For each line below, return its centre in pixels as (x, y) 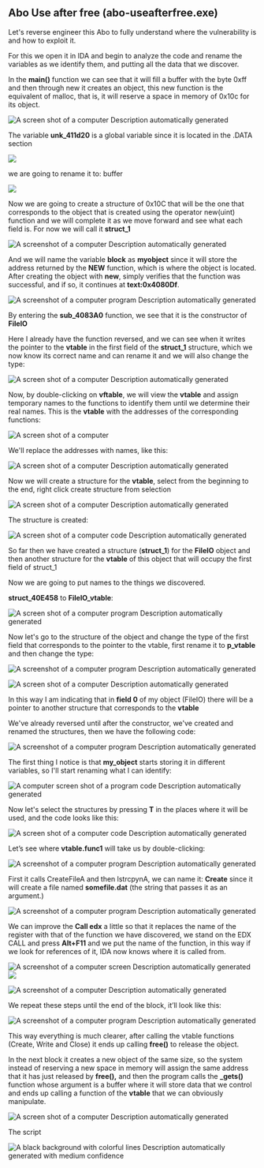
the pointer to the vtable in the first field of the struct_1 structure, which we (130, 347)
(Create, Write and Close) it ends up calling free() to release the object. (124, 1044)
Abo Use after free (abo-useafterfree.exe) (113, 13)
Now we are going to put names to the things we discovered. (107, 582)
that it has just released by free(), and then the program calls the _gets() (126, 1076)
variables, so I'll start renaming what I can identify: (90, 770)
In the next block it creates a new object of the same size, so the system (125, 1059)
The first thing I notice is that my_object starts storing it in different (117, 762)
